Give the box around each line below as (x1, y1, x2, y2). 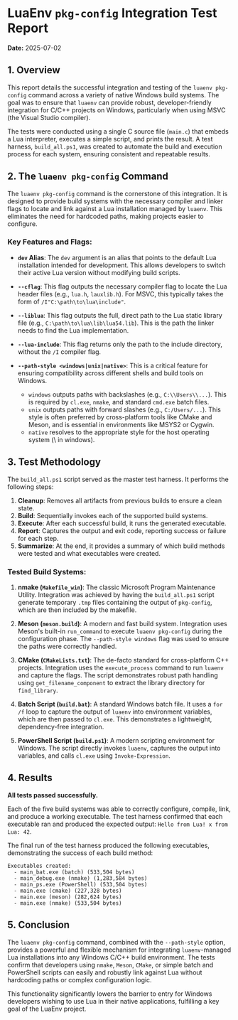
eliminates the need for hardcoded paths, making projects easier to (7, 212, 204, 220)
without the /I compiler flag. (17, 347, 102, 356)
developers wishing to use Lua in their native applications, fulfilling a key (7, 997, 220, 1005)
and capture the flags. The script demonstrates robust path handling (17, 670, 218, 680)
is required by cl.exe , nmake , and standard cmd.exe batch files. (28, 397, 210, 406)
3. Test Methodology (7, 456, 102, 468)
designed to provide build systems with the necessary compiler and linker (7, 197, 224, 205)
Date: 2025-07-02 (7, 43, 62, 52)
